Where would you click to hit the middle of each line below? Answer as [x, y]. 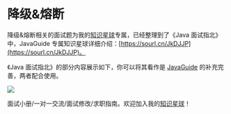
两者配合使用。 [41, 75]
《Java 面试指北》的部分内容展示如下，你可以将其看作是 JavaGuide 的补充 [112, 67]
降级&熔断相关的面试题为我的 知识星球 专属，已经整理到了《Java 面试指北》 [114, 35]
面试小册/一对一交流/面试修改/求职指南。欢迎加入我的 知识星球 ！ [99, 103]
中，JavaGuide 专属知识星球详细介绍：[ [64, 43]
